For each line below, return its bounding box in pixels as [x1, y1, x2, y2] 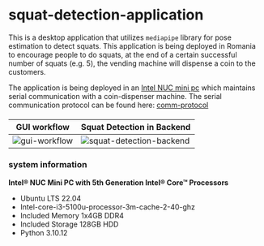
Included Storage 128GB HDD [19, 219, 119, 229]
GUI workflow [15, 121, 70, 132]
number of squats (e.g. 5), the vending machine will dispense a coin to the [8, 58, 257, 68]
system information [8, 159, 87, 170]
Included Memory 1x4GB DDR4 [19, 210, 124, 220]
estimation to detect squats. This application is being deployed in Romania [8, 41, 257, 50]
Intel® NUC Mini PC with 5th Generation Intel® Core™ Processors [8, 177, 229, 188]
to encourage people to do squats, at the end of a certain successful [8, 50, 237, 59]
